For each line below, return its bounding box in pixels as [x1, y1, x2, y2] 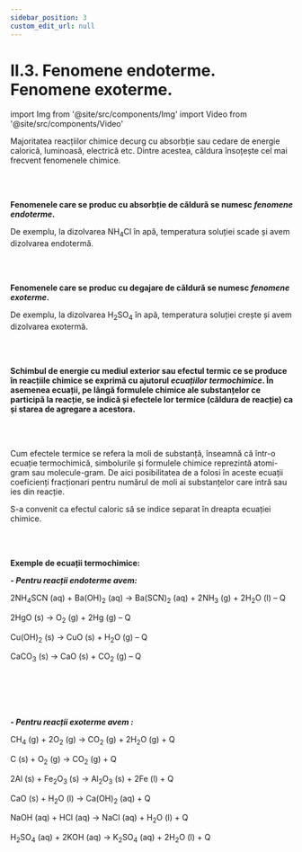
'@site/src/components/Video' [10, 119, 124, 129]
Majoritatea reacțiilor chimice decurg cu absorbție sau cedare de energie [10, 136, 280, 146]
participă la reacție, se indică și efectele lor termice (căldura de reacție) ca [10, 395, 293, 405]
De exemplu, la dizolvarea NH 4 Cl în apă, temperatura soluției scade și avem [10, 226, 290, 239]
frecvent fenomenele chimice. [10, 155, 121, 166]
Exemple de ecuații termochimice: [10, 558, 140, 569]
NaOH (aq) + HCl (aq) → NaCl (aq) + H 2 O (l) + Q [10, 812, 189, 825]
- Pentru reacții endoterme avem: [10, 575, 138, 586]
